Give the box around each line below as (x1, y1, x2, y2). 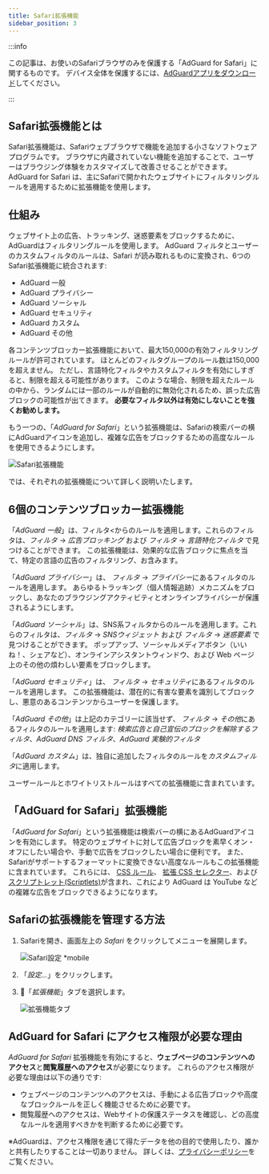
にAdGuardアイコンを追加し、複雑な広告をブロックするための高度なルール (8, 433, 255, 442)
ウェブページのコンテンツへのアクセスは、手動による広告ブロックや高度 (19, 1090, 259, 1099)
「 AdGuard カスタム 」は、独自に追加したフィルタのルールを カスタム (8, 751, 236, 760)
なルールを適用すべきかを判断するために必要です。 (19, 1119, 188, 1129)
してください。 (15, 78, 65, 88)
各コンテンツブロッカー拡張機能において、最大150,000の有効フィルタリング (8, 345, 259, 355)
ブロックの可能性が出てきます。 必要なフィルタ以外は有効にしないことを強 (8, 395, 255, 406)
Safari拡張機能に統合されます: (8, 261, 107, 271)
